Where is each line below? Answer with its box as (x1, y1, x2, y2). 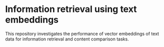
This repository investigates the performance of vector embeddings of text (5, 30, 159, 36)
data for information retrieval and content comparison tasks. (5, 36, 129, 42)
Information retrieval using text (5, 3, 137, 15)
